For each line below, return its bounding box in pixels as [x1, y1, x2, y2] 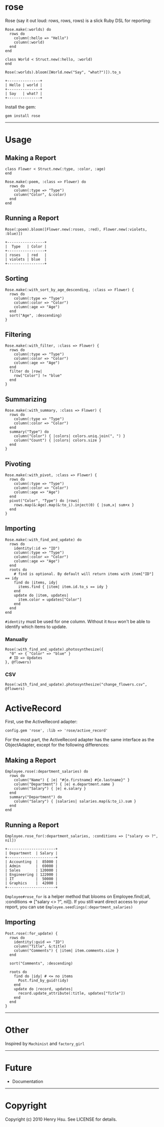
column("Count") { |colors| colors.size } [14, 438, 102, 443]
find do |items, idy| [14, 580, 58, 585]
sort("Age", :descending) [9, 313, 62, 318]
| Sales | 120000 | [5, 868, 58, 873]
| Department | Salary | [5, 851, 58, 856]
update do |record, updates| [14, 986, 73, 991]
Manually [5, 636, 28, 643]
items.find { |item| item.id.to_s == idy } [18, 584, 108, 589]
